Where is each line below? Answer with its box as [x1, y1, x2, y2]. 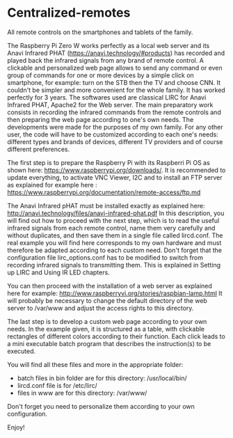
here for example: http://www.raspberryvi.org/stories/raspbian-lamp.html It [7, 289, 223, 297]
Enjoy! [7, 423, 26, 431]
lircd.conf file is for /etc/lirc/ [17, 381, 97, 389]
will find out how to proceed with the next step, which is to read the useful [7, 216, 220, 224]
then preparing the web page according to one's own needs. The [7, 115, 194, 123]
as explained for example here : [7, 180, 97, 189]
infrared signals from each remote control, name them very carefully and [7, 224, 216, 232]
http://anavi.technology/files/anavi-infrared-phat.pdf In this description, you [7, 209, 225, 217]
